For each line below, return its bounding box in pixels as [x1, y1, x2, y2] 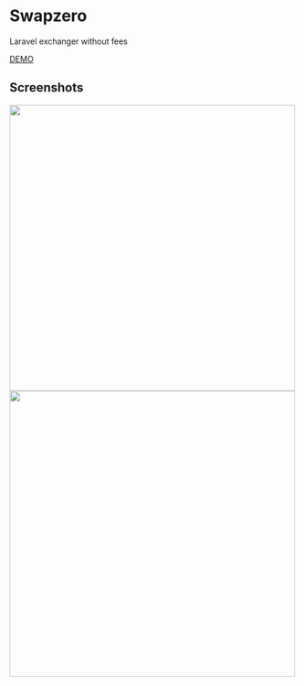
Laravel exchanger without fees [9, 36, 128, 47]
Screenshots [9, 80, 84, 96]
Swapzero [9, 5, 88, 27]
